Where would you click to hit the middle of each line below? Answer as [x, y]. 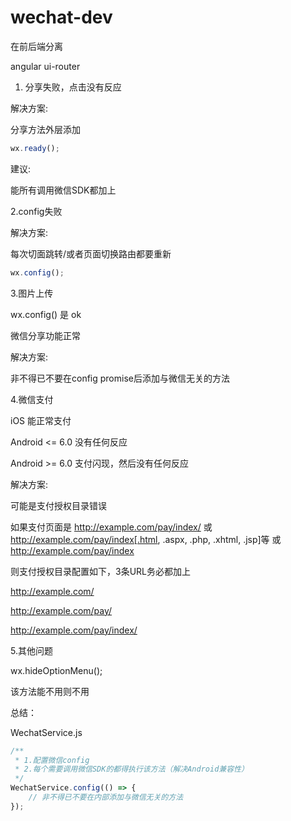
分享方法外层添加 [45, 129]
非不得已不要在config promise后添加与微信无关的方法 [120, 378]
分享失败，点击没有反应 [73, 87]
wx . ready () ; [35, 148]
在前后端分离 [36, 46]
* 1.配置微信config [52, 760]
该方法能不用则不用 [50, 691]
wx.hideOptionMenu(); [56, 670]
